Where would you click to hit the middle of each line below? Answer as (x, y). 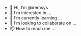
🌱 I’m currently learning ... (36, 18)
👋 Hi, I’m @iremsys (29, 8)
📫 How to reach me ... (32, 28)
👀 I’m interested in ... (30, 13)
